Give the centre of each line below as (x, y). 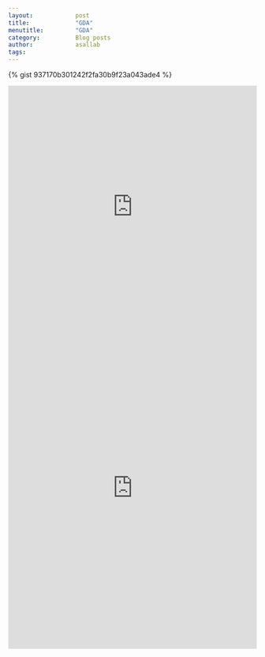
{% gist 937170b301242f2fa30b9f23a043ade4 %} (90, 75)
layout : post (49, 15)
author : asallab (54, 45)
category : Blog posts (60, 38)
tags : (17, 52)
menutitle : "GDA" (50, 30)
